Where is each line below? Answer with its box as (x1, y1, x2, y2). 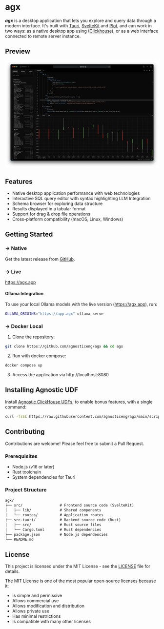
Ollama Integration (5, 290, 44, 296)
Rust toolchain (12, 469, 41, 475)
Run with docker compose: (12, 353, 66, 359)
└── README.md (5, 537, 34, 542)
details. (5, 568, 20, 574)
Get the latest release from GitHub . (5, 256, 75, 262)
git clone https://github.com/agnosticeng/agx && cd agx (5, 344, 123, 349)
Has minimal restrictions (12, 613, 61, 619)
